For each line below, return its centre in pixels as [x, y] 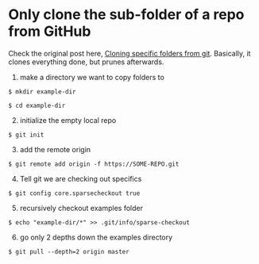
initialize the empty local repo [68, 120]
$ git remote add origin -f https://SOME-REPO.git [94, 164]
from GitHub [50, 31]
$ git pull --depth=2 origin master [69, 251]
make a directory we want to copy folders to [92, 77]
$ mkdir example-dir [43, 92]
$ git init [26, 135]
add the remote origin [55, 149]
